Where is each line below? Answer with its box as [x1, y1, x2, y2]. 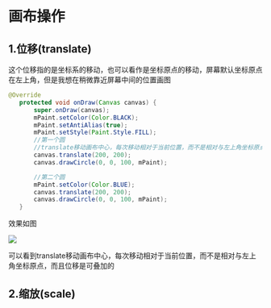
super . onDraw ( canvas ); [33, 106, 110, 114]
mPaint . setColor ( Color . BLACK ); [33, 114, 139, 122]
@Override [8, 91, 42, 99]
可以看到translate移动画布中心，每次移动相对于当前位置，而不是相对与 [8, 251, 243, 260]
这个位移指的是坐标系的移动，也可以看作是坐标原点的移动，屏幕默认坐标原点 [8, 65, 263, 74]
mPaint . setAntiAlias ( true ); [33, 121, 128, 129]
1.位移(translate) [8, 42, 92, 56]
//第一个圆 [33, 136, 66, 144]
